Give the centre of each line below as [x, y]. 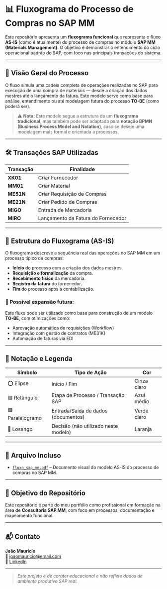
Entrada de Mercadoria [65, 210]
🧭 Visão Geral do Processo [47, 73]
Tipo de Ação [90, 372]
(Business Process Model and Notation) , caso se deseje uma [81, 126]
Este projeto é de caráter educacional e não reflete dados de [80, 576]
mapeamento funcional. [29, 516]
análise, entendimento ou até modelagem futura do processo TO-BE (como [82, 101]
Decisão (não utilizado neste [85, 426]
